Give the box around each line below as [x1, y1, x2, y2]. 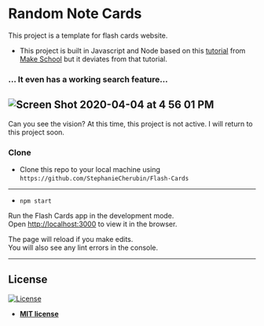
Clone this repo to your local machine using [19, 164, 161, 174]
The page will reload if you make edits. [8, 234, 134, 244]
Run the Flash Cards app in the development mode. [8, 211, 174, 220]
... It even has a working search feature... [8, 74, 168, 85]
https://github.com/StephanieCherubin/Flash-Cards [19, 174, 189, 182]
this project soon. [8, 127, 65, 137]
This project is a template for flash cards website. [8, 31, 168, 40]
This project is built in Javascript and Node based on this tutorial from [19, 46, 246, 55]
